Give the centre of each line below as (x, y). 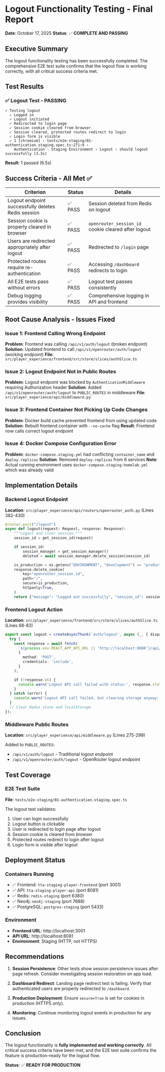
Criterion (35, 192)
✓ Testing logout (23, 111)
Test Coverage (28, 775)
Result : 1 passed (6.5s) (28, 163)
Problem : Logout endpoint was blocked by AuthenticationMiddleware (75, 382)
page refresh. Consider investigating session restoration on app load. (82, 974)
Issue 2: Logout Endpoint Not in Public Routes (61, 371)
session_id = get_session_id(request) (54, 538)
